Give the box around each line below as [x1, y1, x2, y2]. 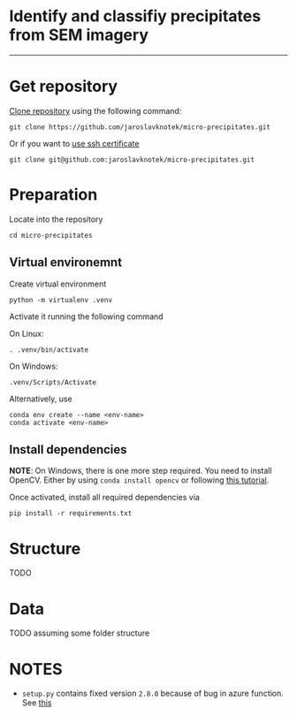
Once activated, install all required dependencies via [9, 492, 201, 503]
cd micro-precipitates [9, 231, 93, 240]
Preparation [9, 185, 98, 205]
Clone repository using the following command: [9, 105, 182, 116]
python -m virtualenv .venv [9, 295, 113, 304]
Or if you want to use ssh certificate [9, 138, 140, 149]
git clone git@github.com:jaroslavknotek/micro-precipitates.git [9, 155, 255, 164]
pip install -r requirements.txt [9, 509, 133, 518]
